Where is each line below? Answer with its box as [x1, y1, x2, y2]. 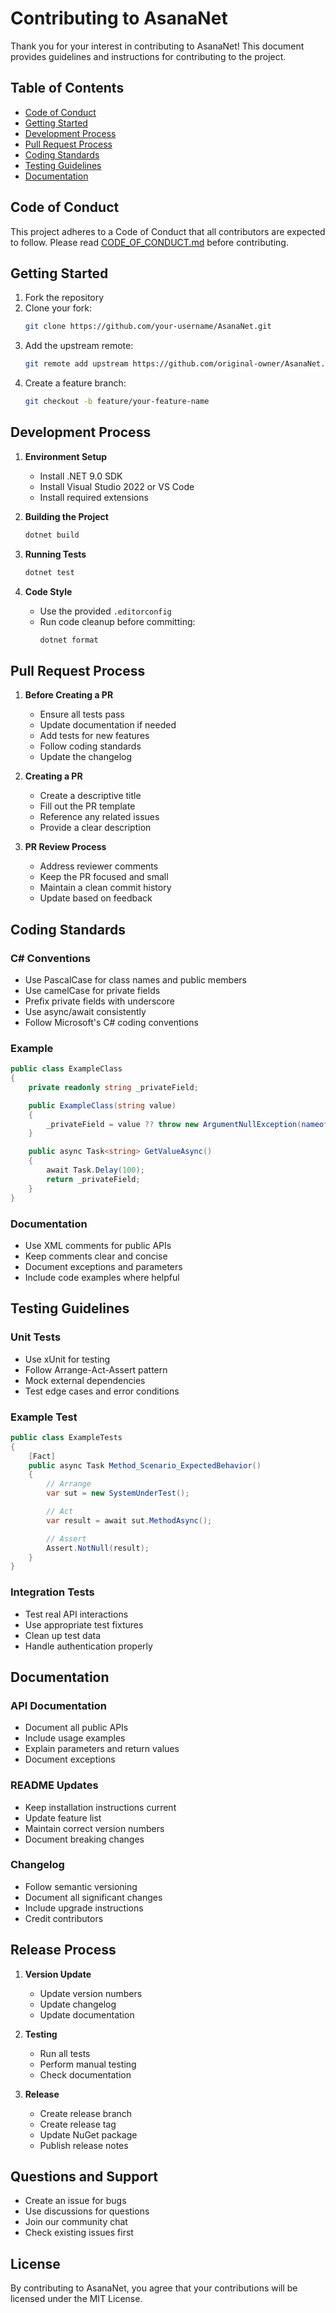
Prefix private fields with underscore [24, 995, 175, 1007]
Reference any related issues [39, 811, 160, 823]
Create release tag [39, 2118, 117, 2130]
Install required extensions [39, 491, 149, 503]
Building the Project [24, 510, 109, 522]
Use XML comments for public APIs [24, 1239, 172, 1251]
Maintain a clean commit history [39, 882, 172, 894]
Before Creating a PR [24, 689, 114, 701]
